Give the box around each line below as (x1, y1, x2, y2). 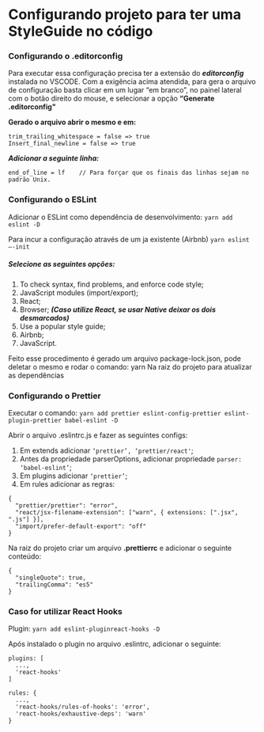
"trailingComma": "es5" (15, 581, 93, 589)
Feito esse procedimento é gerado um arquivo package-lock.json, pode (8, 354, 242, 363)
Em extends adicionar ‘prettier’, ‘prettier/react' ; (19, 446, 194, 456)
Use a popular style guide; (19, 321, 106, 331)
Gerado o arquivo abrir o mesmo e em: (8, 117, 137, 127)
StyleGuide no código (8, 22, 153, 40)
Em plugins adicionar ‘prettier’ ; (19, 471, 128, 480)
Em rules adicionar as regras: (19, 480, 115, 489)
